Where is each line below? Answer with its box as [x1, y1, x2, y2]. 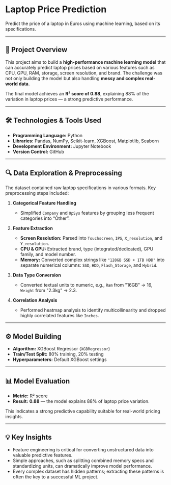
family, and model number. [20, 251, 76, 258]
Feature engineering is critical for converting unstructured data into [12, 446, 154, 452]
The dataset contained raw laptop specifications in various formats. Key [5, 185, 156, 191]
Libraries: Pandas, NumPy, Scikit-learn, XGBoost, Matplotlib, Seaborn [12, 138, 159, 144]
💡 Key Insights [5, 433, 52, 442]
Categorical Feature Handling [12, 200, 76, 206]
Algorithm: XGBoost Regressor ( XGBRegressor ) [12, 346, 110, 352]
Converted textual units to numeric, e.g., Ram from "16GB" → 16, [20, 282, 153, 288]
